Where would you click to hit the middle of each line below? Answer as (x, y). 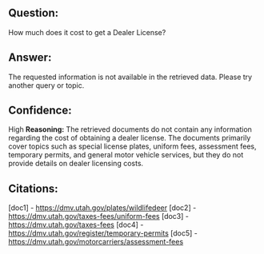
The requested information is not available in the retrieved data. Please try (130, 77)
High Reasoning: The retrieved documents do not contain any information (130, 129)
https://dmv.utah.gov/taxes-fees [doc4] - (76, 225)
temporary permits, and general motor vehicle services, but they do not (126, 155)
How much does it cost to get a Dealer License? (87, 32)
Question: (34, 13)
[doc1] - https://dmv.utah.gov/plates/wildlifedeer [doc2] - (102, 208)
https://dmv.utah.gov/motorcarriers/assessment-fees (96, 242)
